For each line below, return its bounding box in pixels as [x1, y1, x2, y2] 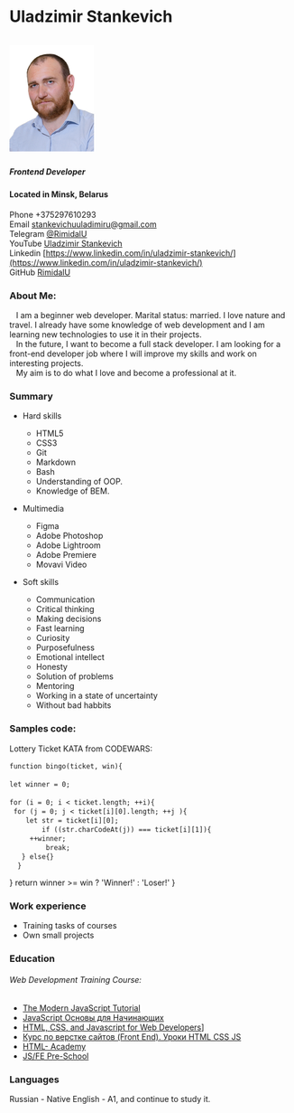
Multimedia [22, 504, 65, 514]
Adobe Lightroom [35, 540, 101, 551]
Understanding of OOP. [35, 476, 124, 487]
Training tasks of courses [22, 920, 117, 930]
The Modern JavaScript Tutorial [22, 1003, 142, 1014]
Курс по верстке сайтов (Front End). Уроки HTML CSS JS [22, 1032, 242, 1042]
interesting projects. [9, 358, 84, 369]
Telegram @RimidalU [9, 228, 87, 239]
